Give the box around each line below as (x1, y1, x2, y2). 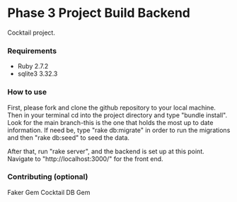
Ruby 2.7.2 (17, 62, 49, 71)
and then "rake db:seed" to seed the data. (7, 133, 129, 142)
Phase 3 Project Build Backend (7, 5, 191, 21)
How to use (7, 87, 47, 97)
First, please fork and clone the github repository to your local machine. (7, 103, 216, 112)
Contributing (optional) (7, 172, 88, 182)
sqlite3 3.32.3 (17, 69, 58, 78)
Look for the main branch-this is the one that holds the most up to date (7, 118, 214, 126)
